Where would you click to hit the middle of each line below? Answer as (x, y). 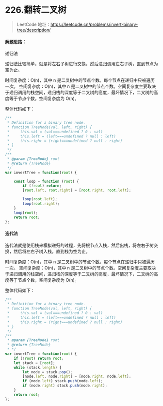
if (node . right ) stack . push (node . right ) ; (65, 386)
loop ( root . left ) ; (40, 199)
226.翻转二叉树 (36, 10)
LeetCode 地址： (34, 24)
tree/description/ (34, 30)
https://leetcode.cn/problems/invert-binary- (94, 24)
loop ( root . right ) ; (41, 204)
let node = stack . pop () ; (48, 372)
